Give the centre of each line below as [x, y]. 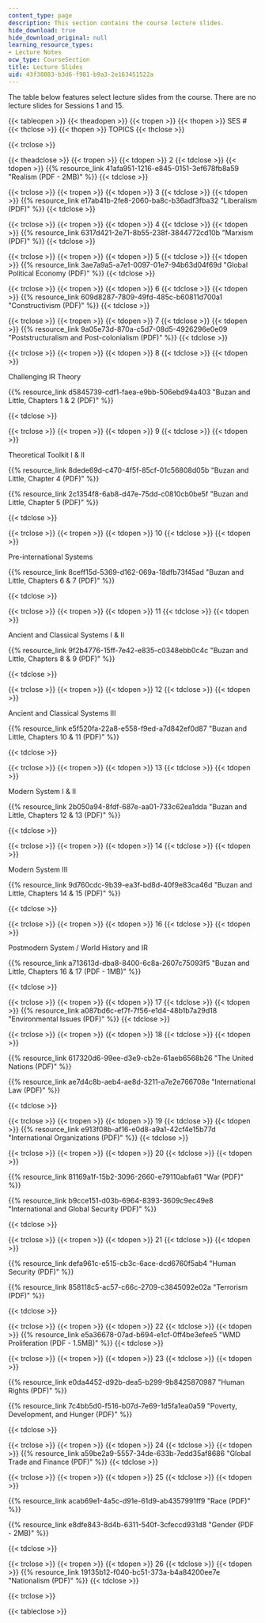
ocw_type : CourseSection [49, 60]
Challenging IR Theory [45, 376]
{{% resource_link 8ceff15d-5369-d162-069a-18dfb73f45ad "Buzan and [126, 572]
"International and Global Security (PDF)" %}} [82, 1209]
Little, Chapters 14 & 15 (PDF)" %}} [64, 893]
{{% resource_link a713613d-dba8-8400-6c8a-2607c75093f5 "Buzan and [129, 963]
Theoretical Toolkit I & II [47, 454]
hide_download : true [42, 30]
